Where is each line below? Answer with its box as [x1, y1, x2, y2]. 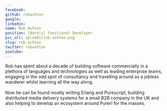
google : [5, 16, 21, 21]
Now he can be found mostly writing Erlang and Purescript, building [5, 89, 145, 95]
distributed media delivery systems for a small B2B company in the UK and [5, 94, 159, 100]
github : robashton [5, 12, 43, 17]
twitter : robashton [5, 44, 46, 49]
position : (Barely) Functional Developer [5, 30, 93, 35]
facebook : [5, 7, 26, 12]
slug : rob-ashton [5, 40, 41, 45]
